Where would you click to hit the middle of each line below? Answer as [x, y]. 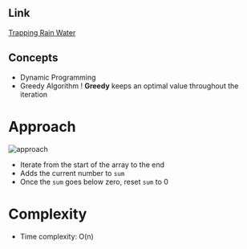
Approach [42, 127]
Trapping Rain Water [42, 32]
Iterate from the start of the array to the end [92, 165]
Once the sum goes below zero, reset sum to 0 [94, 182]
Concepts [33, 58]
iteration [34, 94]
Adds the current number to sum [72, 173]
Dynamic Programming [58, 77]
